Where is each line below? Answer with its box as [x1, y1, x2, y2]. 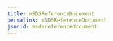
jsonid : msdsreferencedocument [7, 23, 98, 30]
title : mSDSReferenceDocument [7, 10, 95, 17]
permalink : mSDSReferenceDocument [7, 17, 107, 24]
